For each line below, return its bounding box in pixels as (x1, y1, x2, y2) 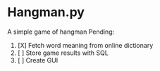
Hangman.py (7, 4, 85, 20)
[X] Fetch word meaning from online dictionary (17, 41, 154, 49)
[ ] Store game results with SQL (17, 49, 109, 57)
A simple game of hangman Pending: (7, 27, 115, 36)
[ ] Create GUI (17, 56, 59, 64)
